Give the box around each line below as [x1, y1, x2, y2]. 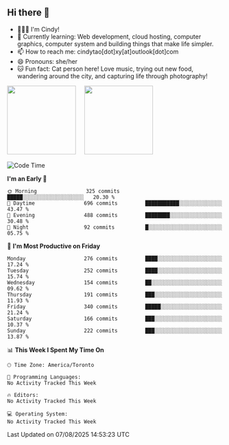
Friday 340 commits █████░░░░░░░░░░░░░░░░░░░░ [7, 303, 223, 310]
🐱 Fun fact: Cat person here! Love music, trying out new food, [16, 65, 194, 73]
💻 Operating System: [7, 410, 69, 418]
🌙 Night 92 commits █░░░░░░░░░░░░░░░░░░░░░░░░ [7, 224, 223, 231]
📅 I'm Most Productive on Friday [7, 242, 101, 250]
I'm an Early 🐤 [7, 174, 47, 183]
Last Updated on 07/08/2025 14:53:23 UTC [7, 430, 130, 438]
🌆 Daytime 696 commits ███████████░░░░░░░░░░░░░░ [7, 200, 223, 207]
